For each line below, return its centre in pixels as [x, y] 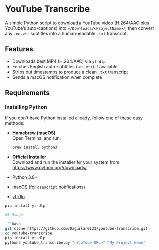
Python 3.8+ [25, 177]
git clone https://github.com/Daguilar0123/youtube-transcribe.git [77, 228]
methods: [15, 123]
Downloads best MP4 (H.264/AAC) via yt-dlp [59, 61]
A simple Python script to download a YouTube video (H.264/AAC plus [77, 23]
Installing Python [26, 107]
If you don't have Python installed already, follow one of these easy [74, 118]
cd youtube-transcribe [29, 233]
